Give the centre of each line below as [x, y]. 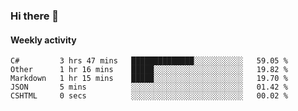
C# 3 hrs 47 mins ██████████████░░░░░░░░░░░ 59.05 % [149, 61]
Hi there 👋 [35, 16]
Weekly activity [43, 40]
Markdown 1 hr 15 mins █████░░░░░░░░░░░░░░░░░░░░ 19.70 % [149, 79]
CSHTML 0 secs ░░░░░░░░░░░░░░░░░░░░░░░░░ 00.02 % [149, 96]
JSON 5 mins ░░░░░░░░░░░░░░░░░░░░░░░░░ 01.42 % [149, 87]
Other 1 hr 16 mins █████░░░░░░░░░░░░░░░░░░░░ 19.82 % [149, 70]
